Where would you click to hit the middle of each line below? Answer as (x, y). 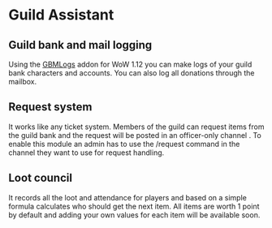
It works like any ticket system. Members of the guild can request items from (136, 127)
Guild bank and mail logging (80, 45)
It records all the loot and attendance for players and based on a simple (128, 197)
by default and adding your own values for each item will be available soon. (134, 215)
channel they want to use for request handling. (86, 153)
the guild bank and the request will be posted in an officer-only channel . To (135, 135)
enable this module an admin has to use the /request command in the (124, 144)
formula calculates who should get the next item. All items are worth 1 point (134, 206)
